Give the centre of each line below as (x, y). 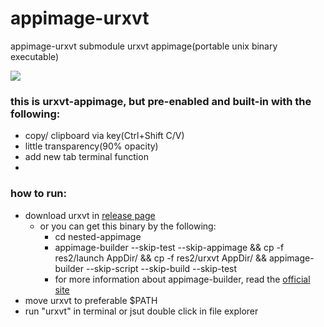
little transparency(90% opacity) (91, 146)
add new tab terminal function (86, 157)
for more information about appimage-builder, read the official (182, 279)
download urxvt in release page (90, 215)
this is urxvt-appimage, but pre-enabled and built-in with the (161, 101)
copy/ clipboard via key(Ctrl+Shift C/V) (104, 136)
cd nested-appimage (98, 236)
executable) (35, 56)
